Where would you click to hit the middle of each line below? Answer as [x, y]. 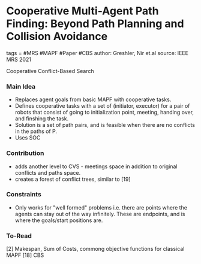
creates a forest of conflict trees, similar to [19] [73, 179]
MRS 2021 [19, 59]
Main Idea [21, 86]
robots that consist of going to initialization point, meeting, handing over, [104, 113]
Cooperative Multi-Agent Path [82, 11]
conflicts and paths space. [48, 172]
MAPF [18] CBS [25, 255]
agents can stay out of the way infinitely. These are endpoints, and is [100, 214]
